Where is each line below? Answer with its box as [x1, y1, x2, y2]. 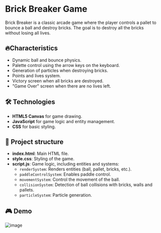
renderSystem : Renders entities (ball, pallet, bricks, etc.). [19, 166, 132, 172]
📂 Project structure [5, 138, 64, 146]
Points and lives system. [12, 72, 61, 79]
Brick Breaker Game [5, 3, 88, 15]
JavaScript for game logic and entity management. [12, 118, 116, 124]
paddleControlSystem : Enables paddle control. [19, 171, 111, 177]
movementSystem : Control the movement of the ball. [19, 177, 121, 183]
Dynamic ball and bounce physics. [12, 57, 81, 63]
